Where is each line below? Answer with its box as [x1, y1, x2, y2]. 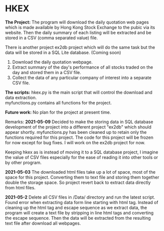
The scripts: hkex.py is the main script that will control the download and [5, 89, 153, 95]
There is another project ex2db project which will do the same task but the [5, 44, 155, 50]
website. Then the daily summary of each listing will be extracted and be [5, 29, 152, 35]
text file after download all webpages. [5, 220, 81, 226]
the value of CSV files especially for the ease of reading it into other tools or [5, 154, 158, 160]
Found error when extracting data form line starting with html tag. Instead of [5, 199, 159, 205]
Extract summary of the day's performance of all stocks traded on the [12, 64, 153, 70]
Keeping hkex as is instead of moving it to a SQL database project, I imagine [5, 149, 158, 155]
